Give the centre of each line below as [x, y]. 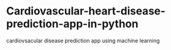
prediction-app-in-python [72, 24]
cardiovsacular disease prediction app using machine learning [83, 40]
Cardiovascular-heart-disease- [86, 11]
